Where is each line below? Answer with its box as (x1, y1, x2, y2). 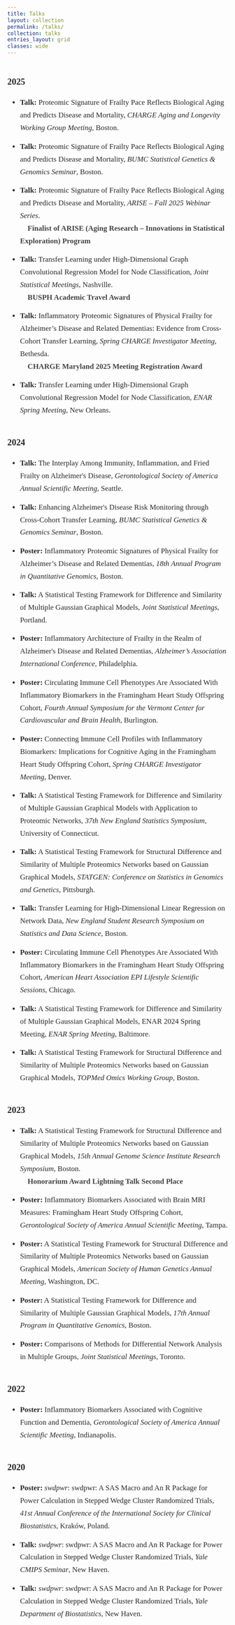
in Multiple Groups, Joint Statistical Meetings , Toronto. (20, 1351, 185, 1361)
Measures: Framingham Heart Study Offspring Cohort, (20, 1208, 183, 1217)
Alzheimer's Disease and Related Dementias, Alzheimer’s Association (20, 646, 227, 656)
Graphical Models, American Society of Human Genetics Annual (20, 1264, 212, 1274)
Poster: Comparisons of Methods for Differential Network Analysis (20, 1339, 222, 1349)
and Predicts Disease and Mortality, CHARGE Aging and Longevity (20, 111, 220, 120)
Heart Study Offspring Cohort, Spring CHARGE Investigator (20, 760, 201, 769)
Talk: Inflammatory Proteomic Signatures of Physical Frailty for (20, 311, 213, 320)
